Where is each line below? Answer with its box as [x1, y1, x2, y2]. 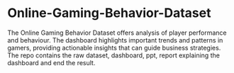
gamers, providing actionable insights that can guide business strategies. [7, 43, 221, 52]
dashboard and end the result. [7, 58, 96, 67]
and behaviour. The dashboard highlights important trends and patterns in [7, 35, 223, 44]
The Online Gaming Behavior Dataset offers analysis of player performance [7, 28, 227, 37]
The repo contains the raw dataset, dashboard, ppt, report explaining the [7, 51, 220, 60]
